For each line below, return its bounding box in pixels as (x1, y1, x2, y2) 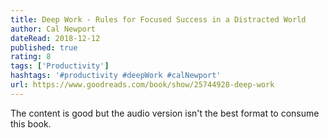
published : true (10, 42, 78, 53)
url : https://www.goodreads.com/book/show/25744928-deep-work (10, 80, 275, 90)
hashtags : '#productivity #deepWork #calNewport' (10, 71, 222, 81)
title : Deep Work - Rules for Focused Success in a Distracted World (10, 14, 307, 25)
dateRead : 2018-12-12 (10, 33, 101, 43)
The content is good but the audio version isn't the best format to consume (10, 107, 320, 119)
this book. (10, 117, 52, 130)
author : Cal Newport (10, 24, 97, 34)
